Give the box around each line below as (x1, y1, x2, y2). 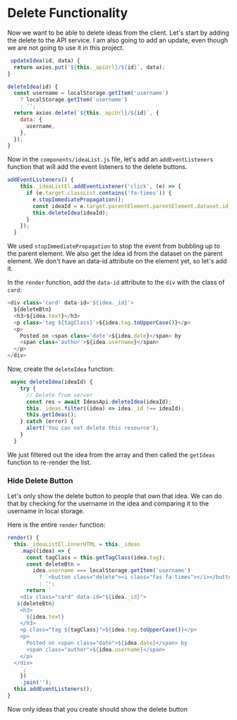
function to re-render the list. (7, 458, 92, 467)
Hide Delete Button (7, 476, 73, 486)
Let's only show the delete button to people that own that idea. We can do (7, 492, 222, 501)
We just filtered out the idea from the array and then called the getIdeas (7, 450, 215, 459)
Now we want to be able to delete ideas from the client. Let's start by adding (7, 28, 229, 37)
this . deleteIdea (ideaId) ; (32, 209, 109, 217)
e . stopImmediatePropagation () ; (32, 196, 125, 203)
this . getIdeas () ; (25, 411, 78, 418)
